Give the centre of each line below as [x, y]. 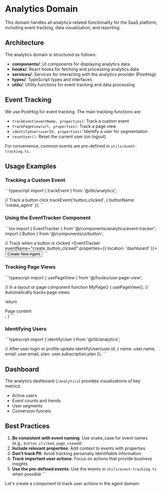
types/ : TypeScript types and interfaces [52, 79]
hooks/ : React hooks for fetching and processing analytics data [75, 69]
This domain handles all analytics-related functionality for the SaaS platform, [81, 22]
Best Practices [27, 426]
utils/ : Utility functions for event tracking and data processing [74, 85]
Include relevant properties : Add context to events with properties [79, 448]
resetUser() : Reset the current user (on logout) [59, 136]
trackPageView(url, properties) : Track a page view [64, 126]
